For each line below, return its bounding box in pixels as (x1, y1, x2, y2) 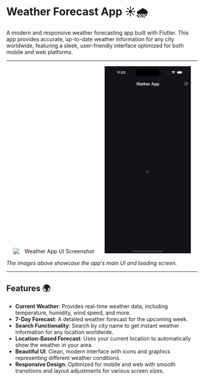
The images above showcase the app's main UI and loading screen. (6, 259, 177, 267)
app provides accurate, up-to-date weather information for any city (6, 35, 175, 42)
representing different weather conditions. (15, 354, 121, 361)
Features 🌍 (6, 283, 50, 294)
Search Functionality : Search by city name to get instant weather (15, 322, 180, 329)
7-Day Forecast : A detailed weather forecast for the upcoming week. (15, 315, 188, 322)
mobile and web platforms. (6, 48, 73, 55)
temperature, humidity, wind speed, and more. (15, 309, 131, 316)
